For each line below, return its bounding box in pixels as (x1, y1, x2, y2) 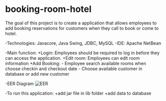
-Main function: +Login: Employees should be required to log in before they (5, 50, 160, 56)
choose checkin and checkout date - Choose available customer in (5, 66, 143, 72)
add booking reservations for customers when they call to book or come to (5, 25, 159, 31)
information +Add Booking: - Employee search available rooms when (5, 60, 146, 66)
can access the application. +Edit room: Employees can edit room (5, 55, 140, 61)
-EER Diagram (5, 81, 34, 87)
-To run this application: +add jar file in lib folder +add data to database (5, 90, 152, 96)
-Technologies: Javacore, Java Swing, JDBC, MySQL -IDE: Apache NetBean (5, 40, 162, 46)
